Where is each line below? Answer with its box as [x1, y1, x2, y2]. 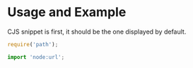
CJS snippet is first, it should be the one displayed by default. [7, 27, 187, 36]
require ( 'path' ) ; [7, 41, 59, 48]
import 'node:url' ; [7, 53, 65, 60]
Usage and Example [7, 4, 127, 20]
